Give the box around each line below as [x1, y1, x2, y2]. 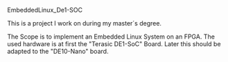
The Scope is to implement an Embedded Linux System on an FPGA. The [7, 32, 215, 41]
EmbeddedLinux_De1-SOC [7, 6, 83, 14]
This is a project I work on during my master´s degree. [7, 19, 161, 27]
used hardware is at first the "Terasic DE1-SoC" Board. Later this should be [7, 40, 221, 48]
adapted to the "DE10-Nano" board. [7, 48, 109, 55]
